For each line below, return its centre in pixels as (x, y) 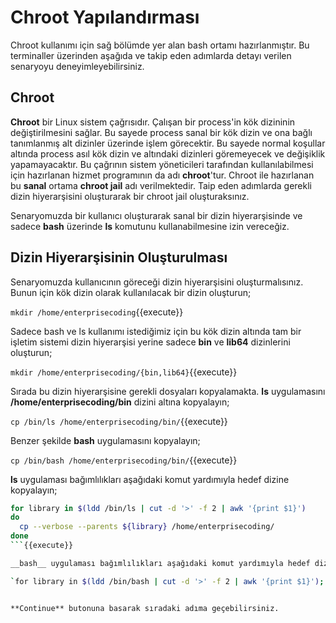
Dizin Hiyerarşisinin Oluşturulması (119, 257)
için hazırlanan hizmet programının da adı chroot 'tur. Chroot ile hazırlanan (162, 175)
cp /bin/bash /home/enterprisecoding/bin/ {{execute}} (124, 460)
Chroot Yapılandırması (105, 17)
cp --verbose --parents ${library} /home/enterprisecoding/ (147, 527)
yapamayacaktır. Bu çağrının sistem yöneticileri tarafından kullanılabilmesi (162, 164)
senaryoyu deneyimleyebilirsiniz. (77, 66)
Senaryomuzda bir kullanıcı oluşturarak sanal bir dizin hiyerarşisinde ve (156, 215)
